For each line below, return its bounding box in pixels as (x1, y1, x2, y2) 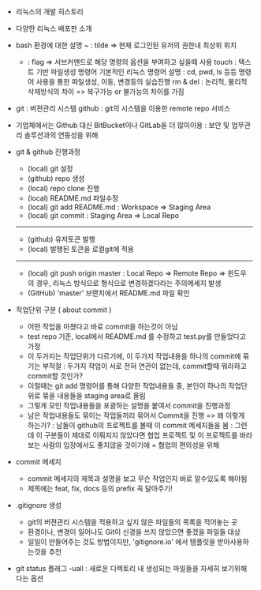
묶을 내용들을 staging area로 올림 (42, 391, 146, 400)
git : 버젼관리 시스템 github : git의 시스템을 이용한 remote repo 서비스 (15, 103, 231, 113)
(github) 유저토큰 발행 (27, 235, 96, 243)
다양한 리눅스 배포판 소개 (15, 24, 92, 33)
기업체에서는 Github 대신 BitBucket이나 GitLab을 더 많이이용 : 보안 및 (15, 121, 230, 130)
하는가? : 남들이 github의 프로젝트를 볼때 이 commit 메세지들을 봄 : (27, 421, 233, 430)
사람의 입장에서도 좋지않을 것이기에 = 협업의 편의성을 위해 (42, 441, 220, 449)
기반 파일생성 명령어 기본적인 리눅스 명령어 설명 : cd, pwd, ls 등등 (35, 67, 237, 77)
